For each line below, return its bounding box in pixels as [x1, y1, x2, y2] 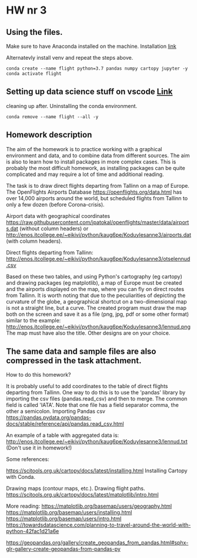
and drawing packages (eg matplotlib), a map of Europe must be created [6, 279, 182, 286]
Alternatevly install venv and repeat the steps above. [6, 54, 133, 61]
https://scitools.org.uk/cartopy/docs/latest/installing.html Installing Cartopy [6, 467, 188, 474]
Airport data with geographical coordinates [6, 212, 111, 219]
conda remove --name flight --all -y [6, 113, 99, 120]
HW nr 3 [6, 4, 47, 17]
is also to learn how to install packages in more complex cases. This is [6, 158, 176, 165]
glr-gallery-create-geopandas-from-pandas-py [6, 546, 121, 553]
